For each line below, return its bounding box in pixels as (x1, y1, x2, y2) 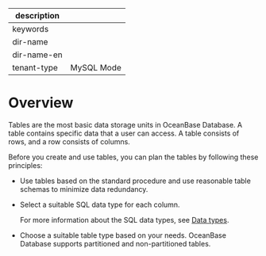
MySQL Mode (70, 63, 121, 73)
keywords (12, 24, 49, 34)
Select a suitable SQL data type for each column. (19, 200, 180, 209)
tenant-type (12, 63, 58, 73)
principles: (8, 160, 43, 170)
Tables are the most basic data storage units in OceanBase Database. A (8, 120, 243, 129)
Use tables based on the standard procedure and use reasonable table (19, 176, 252, 185)
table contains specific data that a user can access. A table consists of (8, 128, 240, 138)
